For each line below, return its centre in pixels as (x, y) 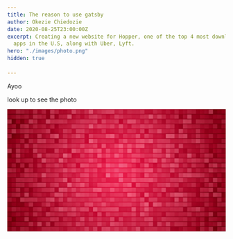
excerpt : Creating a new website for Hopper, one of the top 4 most (108, 37)
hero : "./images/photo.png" (48, 51)
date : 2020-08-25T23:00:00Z (48, 29)
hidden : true (26, 59)
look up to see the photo (42, 99)
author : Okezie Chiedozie (44, 22)
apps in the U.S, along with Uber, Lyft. (74, 44)
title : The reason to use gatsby (55, 15)
